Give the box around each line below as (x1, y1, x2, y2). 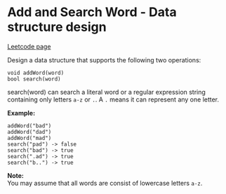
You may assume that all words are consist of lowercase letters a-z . (7, 179, 203, 187)
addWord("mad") (7, 134, 52, 141)
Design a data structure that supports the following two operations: (7, 55, 201, 64)
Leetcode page (7, 42, 51, 50)
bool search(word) (7, 75, 61, 83)
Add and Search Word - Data (7, 4, 177, 20)
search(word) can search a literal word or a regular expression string (7, 88, 206, 96)
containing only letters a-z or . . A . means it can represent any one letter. (7, 95, 220, 104)
